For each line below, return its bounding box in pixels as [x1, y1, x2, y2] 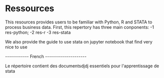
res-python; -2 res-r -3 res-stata [5, 29, 71, 35]
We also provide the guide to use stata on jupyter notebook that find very [5, 39, 153, 44]
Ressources [5, 3, 55, 14]
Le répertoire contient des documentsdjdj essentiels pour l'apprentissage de [5, 63, 159, 69]
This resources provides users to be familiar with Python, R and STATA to [5, 19, 153, 25]
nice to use [5, 44, 28, 50]
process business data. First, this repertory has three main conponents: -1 [5, 24, 154, 30]
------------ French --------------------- [5, 53, 87, 59]
